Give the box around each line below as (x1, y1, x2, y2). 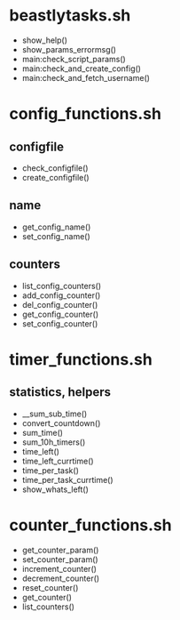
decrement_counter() (21, 573, 100, 584)
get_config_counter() (21, 309, 99, 319)
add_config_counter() (21, 290, 101, 301)
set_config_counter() (21, 318, 98, 329)
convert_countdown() (21, 417, 101, 428)
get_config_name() (21, 221, 91, 232)
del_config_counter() (21, 299, 98, 310)
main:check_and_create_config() (21, 63, 142, 74)
